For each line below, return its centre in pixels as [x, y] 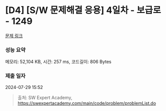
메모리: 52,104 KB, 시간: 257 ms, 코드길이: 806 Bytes [58, 62]
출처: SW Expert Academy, [45, 97]
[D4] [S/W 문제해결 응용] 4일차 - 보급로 [83, 10]
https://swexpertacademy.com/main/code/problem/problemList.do [87, 103]
